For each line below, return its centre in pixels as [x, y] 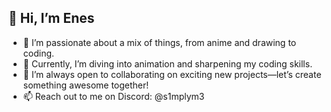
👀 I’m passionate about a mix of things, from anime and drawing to [159, 42]
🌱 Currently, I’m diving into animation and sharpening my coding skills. [167, 63]
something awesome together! [86, 85]
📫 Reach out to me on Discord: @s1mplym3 [113, 96]
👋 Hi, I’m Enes [51, 18]
